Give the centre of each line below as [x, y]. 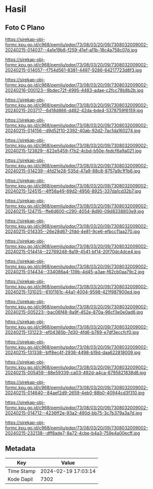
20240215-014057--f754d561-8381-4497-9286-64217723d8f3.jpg [74, 70]
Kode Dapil [20, 479]
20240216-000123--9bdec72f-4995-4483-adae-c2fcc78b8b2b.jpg [74, 90]
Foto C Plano [25, 28]
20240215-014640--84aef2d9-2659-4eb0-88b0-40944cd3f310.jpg [75, 393]
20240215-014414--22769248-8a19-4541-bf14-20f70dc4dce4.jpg [73, 251]
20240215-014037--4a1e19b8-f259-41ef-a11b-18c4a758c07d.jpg [71, 50]
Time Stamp [22, 471]
